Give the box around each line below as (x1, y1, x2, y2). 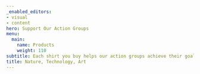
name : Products (17, 42, 55, 48)
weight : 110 (17, 48, 46, 54)
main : (11, 36, 26, 42)
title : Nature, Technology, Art (6, 58, 86, 64)
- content (6, 20, 31, 26)
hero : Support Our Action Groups (6, 25, 89, 32)
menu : (6, 31, 20, 37)
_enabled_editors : (6, 8, 52, 15)
